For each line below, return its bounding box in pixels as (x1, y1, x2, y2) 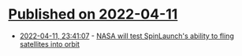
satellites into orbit (19, 39, 80, 48)
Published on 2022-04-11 (8, 5, 178, 23)
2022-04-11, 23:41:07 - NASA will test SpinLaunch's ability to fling (19, 31, 234, 40)
